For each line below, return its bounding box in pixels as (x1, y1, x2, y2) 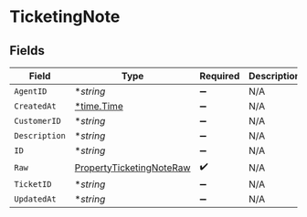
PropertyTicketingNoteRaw (74, 161, 191, 174)
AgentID (14, 87, 48, 97)
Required (199, 70, 240, 82)
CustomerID (14, 116, 61, 126)
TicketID (14, 180, 52, 189)
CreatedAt (14, 101, 57, 111)
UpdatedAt (14, 194, 57, 204)
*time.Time (74, 100, 123, 112)
